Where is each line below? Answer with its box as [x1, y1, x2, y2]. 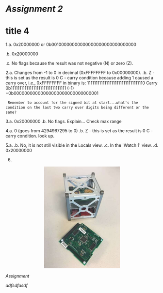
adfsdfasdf [5, 282, 28, 289]
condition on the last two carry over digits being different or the [5, 105, 149, 110]
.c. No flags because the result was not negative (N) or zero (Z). [5, 61, 133, 66]
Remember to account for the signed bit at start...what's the [7, 100, 138, 105]
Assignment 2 [5, 3, 63, 15]
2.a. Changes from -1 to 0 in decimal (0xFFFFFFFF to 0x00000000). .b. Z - [5, 70, 155, 76]
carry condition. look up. [5, 133, 55, 139]
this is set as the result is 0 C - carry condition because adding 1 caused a [5, 75, 154, 81]
